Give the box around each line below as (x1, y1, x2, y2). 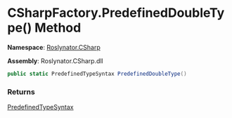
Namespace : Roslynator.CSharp (7, 43, 101, 51)
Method (34, 20, 82, 36)
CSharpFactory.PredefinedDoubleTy (7, 5, 225, 21)
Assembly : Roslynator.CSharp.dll (7, 56, 103, 65)
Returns (7, 86, 35, 96)
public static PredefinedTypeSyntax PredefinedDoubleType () (7, 70, 188, 77)
